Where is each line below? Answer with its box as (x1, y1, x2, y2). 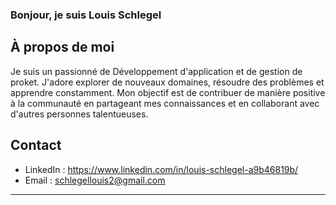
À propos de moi (10, 39, 115, 56)
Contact (10, 137, 62, 154)
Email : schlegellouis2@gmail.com (24, 174, 166, 186)
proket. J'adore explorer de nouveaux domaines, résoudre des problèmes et (10, 76, 325, 88)
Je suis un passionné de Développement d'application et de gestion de (10, 65, 303, 77)
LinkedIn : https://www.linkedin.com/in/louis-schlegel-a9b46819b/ (24, 163, 299, 175)
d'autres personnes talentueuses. (10, 108, 149, 120)
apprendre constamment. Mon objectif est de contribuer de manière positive (10, 86, 326, 98)
